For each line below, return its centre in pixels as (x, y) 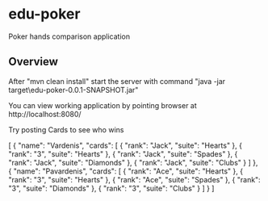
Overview (33, 62)
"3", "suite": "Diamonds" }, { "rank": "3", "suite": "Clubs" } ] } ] (111, 188)
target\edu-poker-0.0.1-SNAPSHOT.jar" (73, 90)
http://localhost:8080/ (45, 114)
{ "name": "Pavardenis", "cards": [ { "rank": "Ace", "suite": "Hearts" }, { (126, 171)
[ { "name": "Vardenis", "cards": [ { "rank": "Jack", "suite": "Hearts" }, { (126, 145)
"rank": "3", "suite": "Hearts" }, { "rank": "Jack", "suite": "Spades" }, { (123, 153)
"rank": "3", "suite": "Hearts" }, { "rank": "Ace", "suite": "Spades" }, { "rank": (134, 179)
